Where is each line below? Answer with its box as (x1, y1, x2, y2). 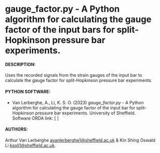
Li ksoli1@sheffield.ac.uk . (5, 142, 56, 148)
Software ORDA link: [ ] (12, 115, 59, 121)
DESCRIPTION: (5, 61, 36, 67)
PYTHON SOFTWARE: (5, 88, 50, 94)
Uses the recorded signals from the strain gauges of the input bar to (5, 72, 142, 78)
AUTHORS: (5, 126, 28, 132)
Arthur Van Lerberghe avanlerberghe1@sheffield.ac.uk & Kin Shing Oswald (5, 137, 156, 143)
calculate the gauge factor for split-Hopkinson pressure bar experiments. (5, 77, 153, 84)
